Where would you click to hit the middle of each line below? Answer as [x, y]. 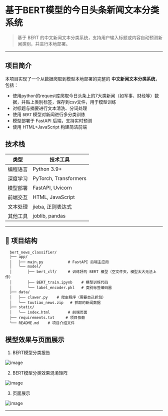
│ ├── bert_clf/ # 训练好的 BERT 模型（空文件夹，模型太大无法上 [83, 272]
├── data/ [20, 292]
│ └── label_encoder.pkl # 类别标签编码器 [61, 288]
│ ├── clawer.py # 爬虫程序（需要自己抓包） [58, 297]
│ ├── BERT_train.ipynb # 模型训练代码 [59, 282]
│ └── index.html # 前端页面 [48, 312]
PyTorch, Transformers [59, 178]
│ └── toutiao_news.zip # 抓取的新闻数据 [55, 303]
